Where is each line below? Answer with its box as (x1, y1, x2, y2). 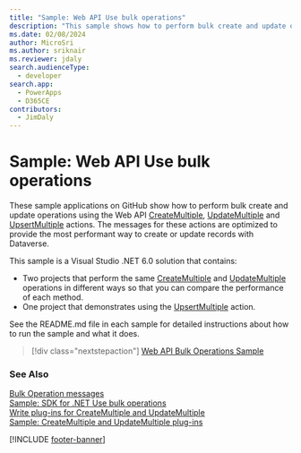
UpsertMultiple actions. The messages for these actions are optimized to (9, 219, 278, 230)
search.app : (9, 80, 54, 89)
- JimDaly (17, 113, 54, 122)
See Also (9, 368, 49, 380)
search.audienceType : (9, 64, 90, 73)
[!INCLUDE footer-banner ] (9, 434, 106, 445)
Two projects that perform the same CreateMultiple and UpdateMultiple (21, 273, 287, 284)
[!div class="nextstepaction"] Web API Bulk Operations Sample (30, 346, 264, 356)
